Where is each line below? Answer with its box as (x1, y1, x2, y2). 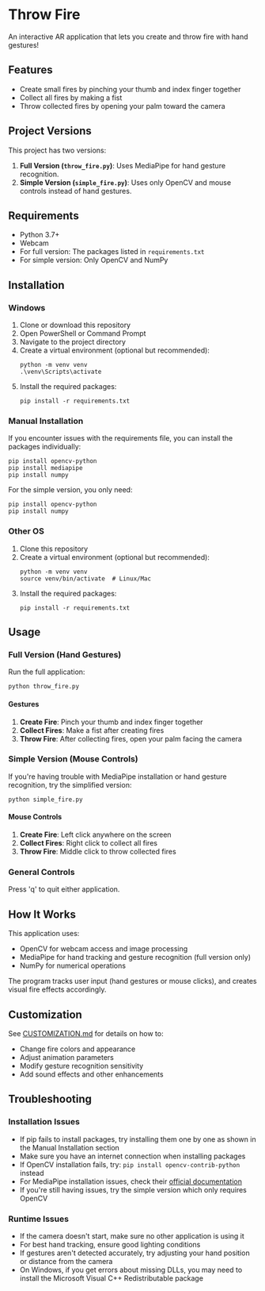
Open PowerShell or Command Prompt (19, 329, 146, 338)
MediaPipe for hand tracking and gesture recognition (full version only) (19, 953, 252, 962)
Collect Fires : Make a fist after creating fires (19, 725, 165, 735)
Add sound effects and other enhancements (19, 1069, 164, 1079)
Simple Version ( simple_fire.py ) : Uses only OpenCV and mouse (19, 177, 232, 187)
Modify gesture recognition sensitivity (19, 1061, 144, 1070)
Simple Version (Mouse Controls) (8, 753, 138, 765)
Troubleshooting (8, 1093, 93, 1106)
